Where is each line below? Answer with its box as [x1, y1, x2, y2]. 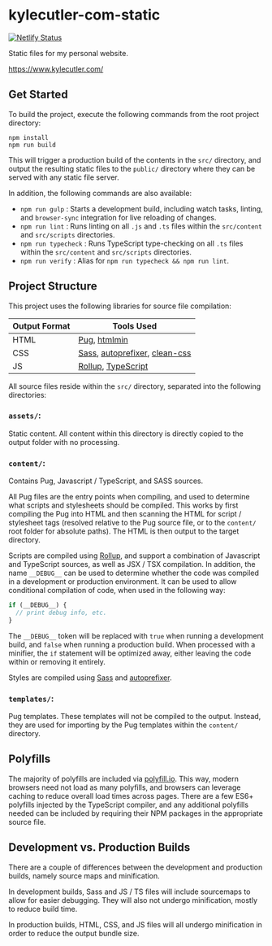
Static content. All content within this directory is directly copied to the [8, 429, 244, 438]
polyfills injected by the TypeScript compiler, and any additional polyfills [8, 800, 249, 809]
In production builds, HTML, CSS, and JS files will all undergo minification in [8, 919, 262, 929]
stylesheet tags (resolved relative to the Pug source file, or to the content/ [8, 518, 257, 528]
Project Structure [8, 279, 97, 294]
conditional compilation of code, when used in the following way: [8, 586, 226, 595]
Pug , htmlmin [78, 333, 128, 345]
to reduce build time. [8, 904, 78, 913]
